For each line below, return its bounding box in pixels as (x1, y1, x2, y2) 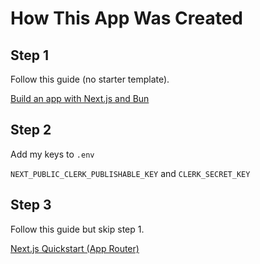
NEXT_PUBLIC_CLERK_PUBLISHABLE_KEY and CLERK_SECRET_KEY (10, 167, 251, 179)
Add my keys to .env (10, 148, 95, 160)
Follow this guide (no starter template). (10, 73, 170, 85)
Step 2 (10, 122, 52, 139)
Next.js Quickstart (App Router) (10, 242, 140, 254)
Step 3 (10, 197, 52, 214)
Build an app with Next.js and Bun (10, 93, 150, 104)
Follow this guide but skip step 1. (10, 223, 145, 235)
